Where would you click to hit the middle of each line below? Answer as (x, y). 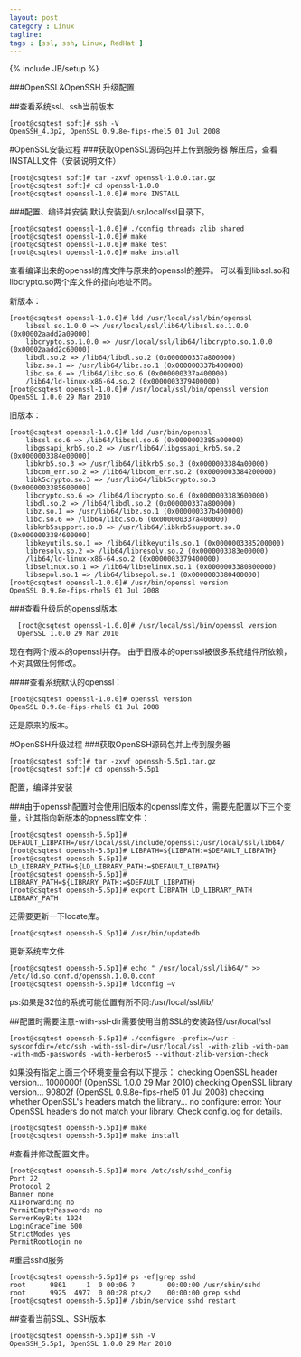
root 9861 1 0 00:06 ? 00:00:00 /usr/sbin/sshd (135, 1286)
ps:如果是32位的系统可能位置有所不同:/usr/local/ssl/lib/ (112, 1002)
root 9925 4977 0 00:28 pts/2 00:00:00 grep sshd (125, 1293)
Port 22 (24, 1179)
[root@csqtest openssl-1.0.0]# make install (94, 253)
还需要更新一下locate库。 (56, 916)
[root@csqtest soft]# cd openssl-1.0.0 (85, 186)
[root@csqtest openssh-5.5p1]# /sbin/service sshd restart (123, 1301)
